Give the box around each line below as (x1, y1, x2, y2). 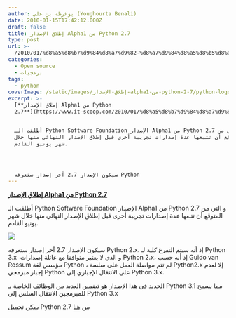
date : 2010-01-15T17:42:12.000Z (8, 17, 102, 24)
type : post (8, 37, 40, 44)
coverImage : (8, 88, 43, 95)
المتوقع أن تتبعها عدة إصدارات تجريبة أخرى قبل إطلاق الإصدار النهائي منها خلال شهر (8, 211, 223, 220)
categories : (8, 56, 43, 63)
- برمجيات (14, 69, 43, 76)
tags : (8, 75, 24, 83)
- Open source (14, 62, 55, 69)
